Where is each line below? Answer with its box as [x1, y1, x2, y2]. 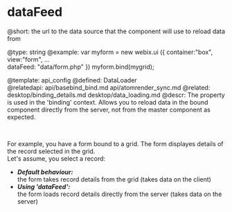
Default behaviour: [17, 168, 73, 176]
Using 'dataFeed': [17, 182, 71, 191]
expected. [7, 112, 36, 121]
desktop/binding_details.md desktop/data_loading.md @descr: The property [7, 91, 225, 99]
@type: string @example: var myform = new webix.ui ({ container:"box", [7, 48, 213, 56]
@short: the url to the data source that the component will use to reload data [7, 27, 226, 35]
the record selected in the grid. [7, 147, 96, 155]
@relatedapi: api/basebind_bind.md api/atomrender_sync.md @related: [7, 83, 211, 91]
